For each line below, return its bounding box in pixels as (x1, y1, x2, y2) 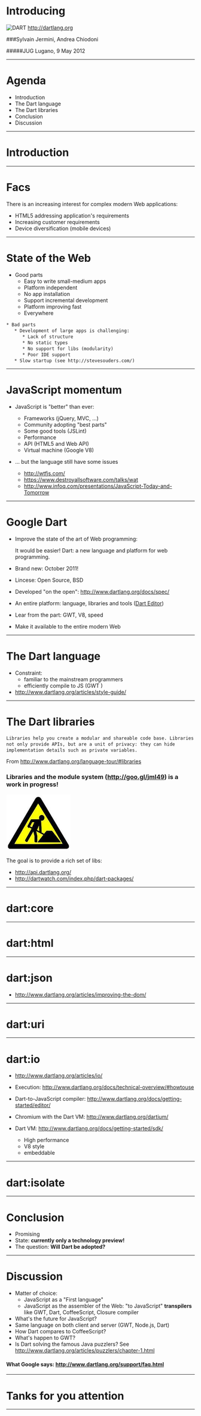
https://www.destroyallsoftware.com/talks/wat (23, 476, 139, 483)
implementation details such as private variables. (6, 747, 138, 753)
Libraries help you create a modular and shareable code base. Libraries (6, 735, 194, 741)
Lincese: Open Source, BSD (14, 576, 84, 584)
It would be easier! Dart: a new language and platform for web (14, 547, 168, 554)
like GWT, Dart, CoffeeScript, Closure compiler (23, 1309, 139, 1316)
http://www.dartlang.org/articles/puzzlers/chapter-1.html (14, 1347, 155, 1354)
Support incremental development (23, 297, 108, 304)
